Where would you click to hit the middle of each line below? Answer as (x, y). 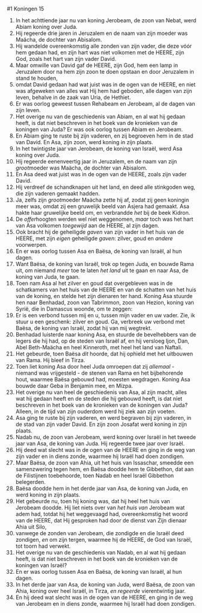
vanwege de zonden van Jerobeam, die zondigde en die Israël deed (100, 533)
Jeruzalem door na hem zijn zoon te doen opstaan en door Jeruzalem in (105, 71)
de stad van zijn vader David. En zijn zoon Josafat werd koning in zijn (101, 424)
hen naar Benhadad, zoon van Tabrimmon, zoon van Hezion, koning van (105, 302)
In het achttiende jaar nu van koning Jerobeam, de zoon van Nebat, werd (106, 20)
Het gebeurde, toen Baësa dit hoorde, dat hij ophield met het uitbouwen (104, 354)
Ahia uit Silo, (31, 527)
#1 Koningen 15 (26, 9)
